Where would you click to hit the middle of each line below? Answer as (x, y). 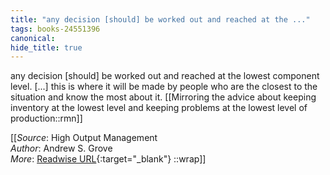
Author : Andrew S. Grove (61, 148)
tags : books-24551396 (55, 29)
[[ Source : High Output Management (84, 138)
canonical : (33, 38)
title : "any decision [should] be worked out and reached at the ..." (160, 19)
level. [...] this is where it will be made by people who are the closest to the (164, 87)
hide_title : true (46, 47)
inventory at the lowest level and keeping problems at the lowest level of (159, 108)
